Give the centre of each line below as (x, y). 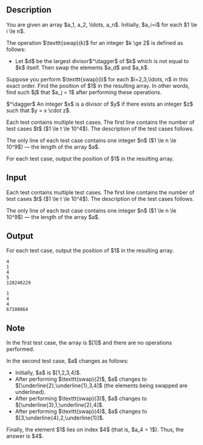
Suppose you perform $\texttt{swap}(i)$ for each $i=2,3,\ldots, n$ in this (97, 79)
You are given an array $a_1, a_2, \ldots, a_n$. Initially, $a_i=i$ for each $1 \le (102, 24)
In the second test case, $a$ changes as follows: (68, 361)
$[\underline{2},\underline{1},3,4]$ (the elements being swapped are (101, 386)
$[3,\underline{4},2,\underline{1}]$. (59, 418)
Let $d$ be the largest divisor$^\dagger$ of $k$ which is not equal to (102, 61)
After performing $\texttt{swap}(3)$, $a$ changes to (81, 399)
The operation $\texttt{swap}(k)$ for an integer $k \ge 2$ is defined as (95, 42)
